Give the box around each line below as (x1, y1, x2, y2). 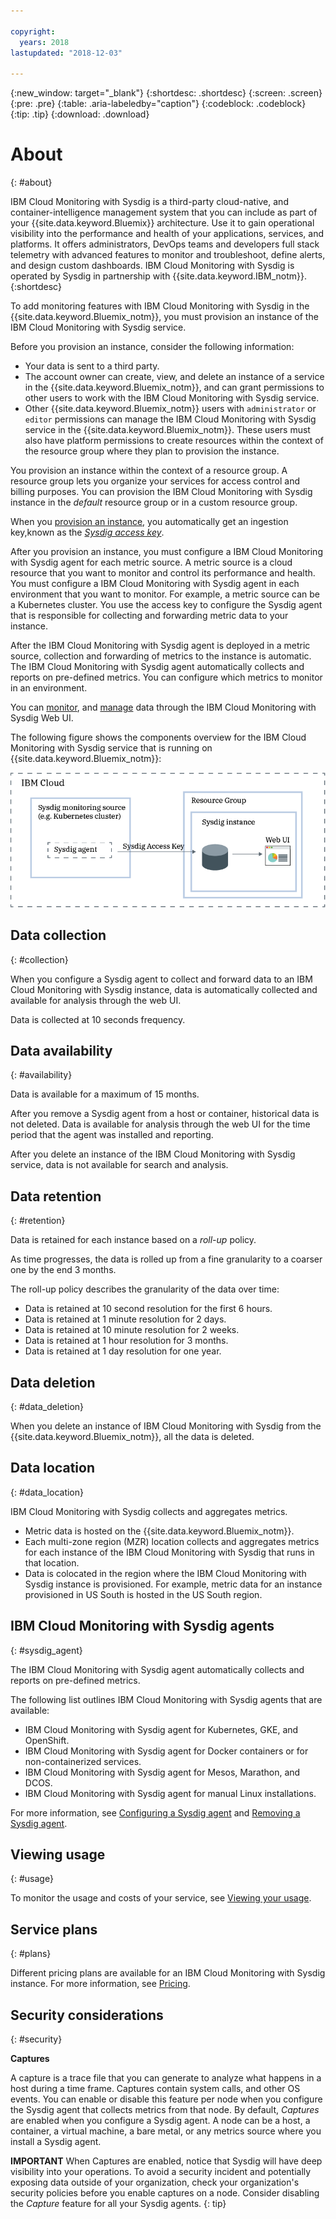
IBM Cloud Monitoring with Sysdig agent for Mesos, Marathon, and (24, 1766, 301, 1778)
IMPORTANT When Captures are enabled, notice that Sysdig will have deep (10, 2155, 323, 2167)
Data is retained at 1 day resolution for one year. (24, 1345, 222, 1357)
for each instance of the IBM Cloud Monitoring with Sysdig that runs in (24, 1546, 315, 1558)
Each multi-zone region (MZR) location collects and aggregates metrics (24, 1535, 320, 1547)
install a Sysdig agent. (10, 2136, 102, 2148)
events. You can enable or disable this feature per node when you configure (10, 2093, 323, 2105)
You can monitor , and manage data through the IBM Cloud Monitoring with (10, 701, 317, 714)
